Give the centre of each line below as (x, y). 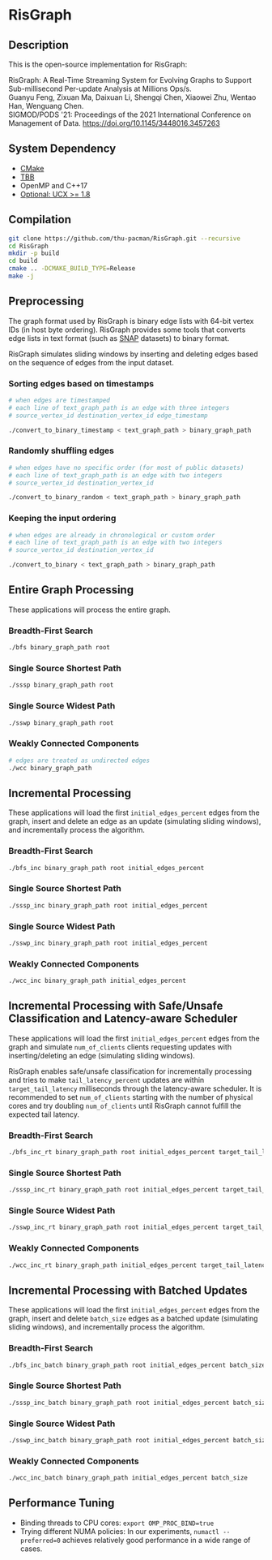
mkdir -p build (34, 253)
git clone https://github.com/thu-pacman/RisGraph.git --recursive (125, 238)
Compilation (40, 220)
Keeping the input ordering (62, 519)
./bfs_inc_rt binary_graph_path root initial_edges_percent (112, 1153)
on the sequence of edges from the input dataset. (91, 362)
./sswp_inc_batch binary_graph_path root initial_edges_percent (119, 1440)
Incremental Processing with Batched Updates (128, 1290)
